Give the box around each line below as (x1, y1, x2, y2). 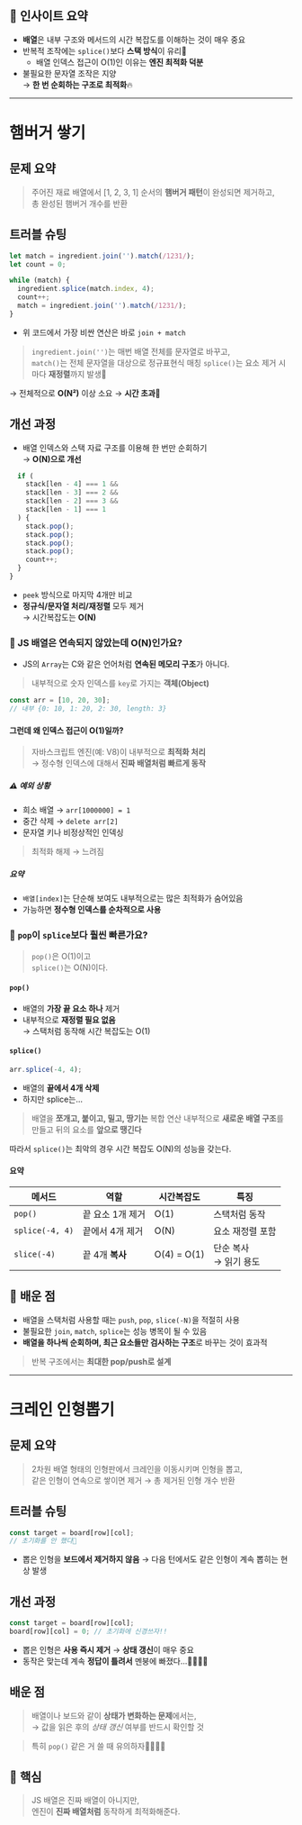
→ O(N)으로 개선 (22, 453, 82, 464)
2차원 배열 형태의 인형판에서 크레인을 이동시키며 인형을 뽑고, (31, 1463, 243, 1475)
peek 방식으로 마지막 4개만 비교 (22, 589, 133, 600)
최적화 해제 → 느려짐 (31, 846, 105, 858)
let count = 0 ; (9, 259, 67, 268)
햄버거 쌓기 (9, 123, 86, 142)
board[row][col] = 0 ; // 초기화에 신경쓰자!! (9, 1627, 168, 1636)
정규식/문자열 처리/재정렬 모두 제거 (22, 600, 145, 611)
